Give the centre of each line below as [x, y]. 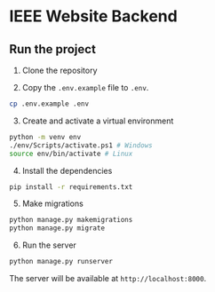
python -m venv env [45, 137]
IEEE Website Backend [93, 16]
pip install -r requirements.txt [71, 187]
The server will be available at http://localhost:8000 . [108, 278]
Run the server [49, 245]
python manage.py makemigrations [71, 220]
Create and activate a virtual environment [98, 121]
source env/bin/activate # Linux [71, 154]
